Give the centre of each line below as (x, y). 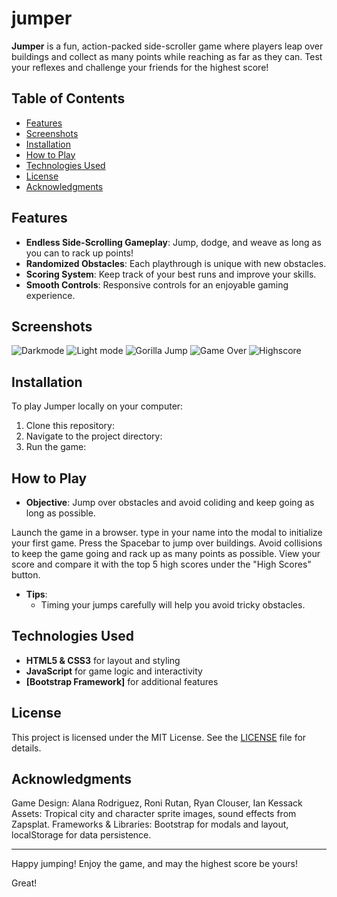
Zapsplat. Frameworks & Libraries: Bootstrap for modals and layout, (150, 824)
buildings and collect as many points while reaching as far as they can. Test (167, 56)
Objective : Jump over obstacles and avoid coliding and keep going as (170, 502)
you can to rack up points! (79, 253)
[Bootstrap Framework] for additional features (122, 681)
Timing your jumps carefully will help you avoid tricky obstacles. (173, 605)
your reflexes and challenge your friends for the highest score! (140, 67)
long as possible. (60, 513)
